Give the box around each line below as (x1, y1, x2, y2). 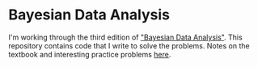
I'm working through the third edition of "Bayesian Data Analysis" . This (8, 32, 243, 42)
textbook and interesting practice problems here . (8, 49, 171, 59)
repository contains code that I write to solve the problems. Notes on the (8, 40, 250, 50)
